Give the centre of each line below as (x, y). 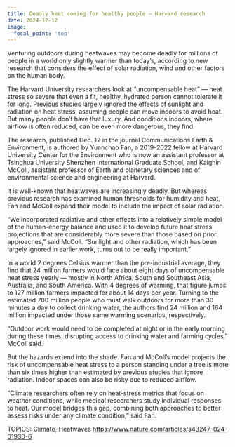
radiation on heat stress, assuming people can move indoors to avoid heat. (115, 112)
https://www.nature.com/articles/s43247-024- (160, 429)
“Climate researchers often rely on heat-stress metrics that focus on (106, 393)
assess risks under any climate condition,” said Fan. (82, 415)
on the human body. (36, 76)
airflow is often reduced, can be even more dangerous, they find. (101, 126)
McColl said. (25, 344)
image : (17, 27)
